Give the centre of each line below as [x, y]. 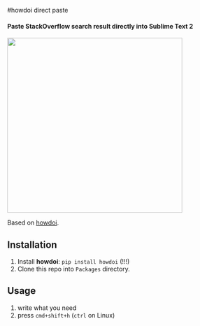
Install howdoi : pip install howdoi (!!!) [73, 262]
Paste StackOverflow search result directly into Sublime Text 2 [100, 26]
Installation [32, 244]
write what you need [47, 308]
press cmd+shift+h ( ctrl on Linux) [66, 315]
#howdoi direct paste [38, 10]
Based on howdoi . [33, 222]
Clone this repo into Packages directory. [74, 269]
